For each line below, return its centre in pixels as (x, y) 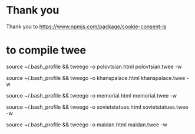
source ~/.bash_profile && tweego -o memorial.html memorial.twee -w (92, 95)
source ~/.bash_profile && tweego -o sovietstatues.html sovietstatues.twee (97, 107)
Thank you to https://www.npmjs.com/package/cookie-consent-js (86, 26)
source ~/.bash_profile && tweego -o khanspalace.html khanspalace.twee (96, 78)
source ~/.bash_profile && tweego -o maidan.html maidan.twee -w (87, 125)
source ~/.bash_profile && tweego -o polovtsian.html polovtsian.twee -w (94, 66)
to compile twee (46, 50)
